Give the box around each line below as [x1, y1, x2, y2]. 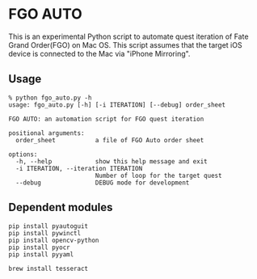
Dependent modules [8, 201, 113, 214]
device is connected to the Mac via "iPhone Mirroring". [8, 49, 191, 58]
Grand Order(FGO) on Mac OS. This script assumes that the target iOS [8, 40, 242, 49]
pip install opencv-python [8, 236, 99, 244]
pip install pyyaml [8, 250, 74, 259]
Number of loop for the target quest [95, 171, 222, 180]
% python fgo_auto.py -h [8, 94, 92, 102]
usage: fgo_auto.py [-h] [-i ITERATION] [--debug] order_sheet [8, 100, 226, 109]
